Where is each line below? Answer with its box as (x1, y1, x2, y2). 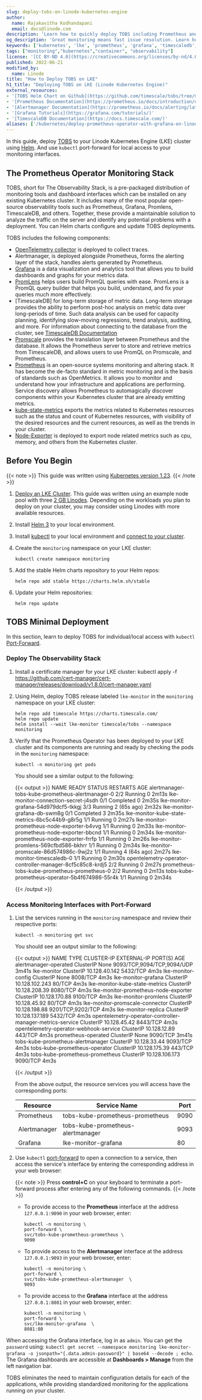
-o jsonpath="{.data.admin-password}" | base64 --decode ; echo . (28, 1350, 194, 1357)
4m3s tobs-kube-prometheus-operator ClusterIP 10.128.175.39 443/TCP (14, 1044, 194, 1052)
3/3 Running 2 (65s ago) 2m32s (82, 803, 162, 810)
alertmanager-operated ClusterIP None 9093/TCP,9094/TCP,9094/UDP (14, 961, 194, 968)
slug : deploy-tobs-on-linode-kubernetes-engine (6, 8, 128, 15)
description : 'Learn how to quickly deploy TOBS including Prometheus (6, 31, 187, 37)
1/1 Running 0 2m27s (84, 816, 135, 823)
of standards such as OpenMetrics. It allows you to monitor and (14, 374, 173, 381)
